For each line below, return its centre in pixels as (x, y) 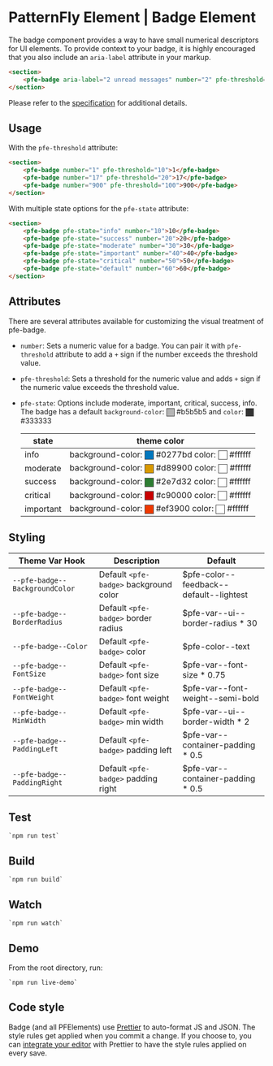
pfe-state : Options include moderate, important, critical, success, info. (139, 403)
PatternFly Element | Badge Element (132, 17)
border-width (208, 721)
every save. (28, 1053)
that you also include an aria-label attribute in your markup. (110, 57)
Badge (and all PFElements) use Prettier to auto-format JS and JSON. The (132, 1027)
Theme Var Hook (52, 561)
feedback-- (206, 584)
